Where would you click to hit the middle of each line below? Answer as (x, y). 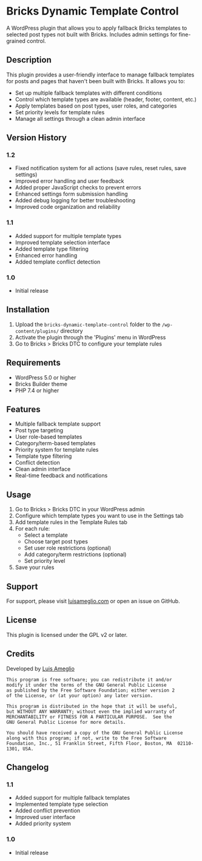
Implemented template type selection (62, 804)
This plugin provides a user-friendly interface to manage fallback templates (100, 75)
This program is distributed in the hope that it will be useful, (92, 706)
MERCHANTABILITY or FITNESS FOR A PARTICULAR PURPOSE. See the (89, 717)
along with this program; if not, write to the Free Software (86, 738)
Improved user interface (45, 817)
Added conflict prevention (48, 811)
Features (23, 410)
